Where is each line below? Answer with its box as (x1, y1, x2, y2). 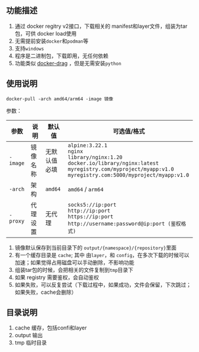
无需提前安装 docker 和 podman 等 (14, 37, 89, 45)
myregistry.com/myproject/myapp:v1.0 (68, 166, 174, 172)
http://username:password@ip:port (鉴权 (68, 220, 181, 227)
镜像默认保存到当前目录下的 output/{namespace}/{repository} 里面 (14, 244, 176, 251)
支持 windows (14, 45, 44, 52)
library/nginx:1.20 (68, 154, 123, 160)
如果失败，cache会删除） (14, 288, 77, 296)
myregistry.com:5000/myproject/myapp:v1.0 (68, 172, 190, 178)
